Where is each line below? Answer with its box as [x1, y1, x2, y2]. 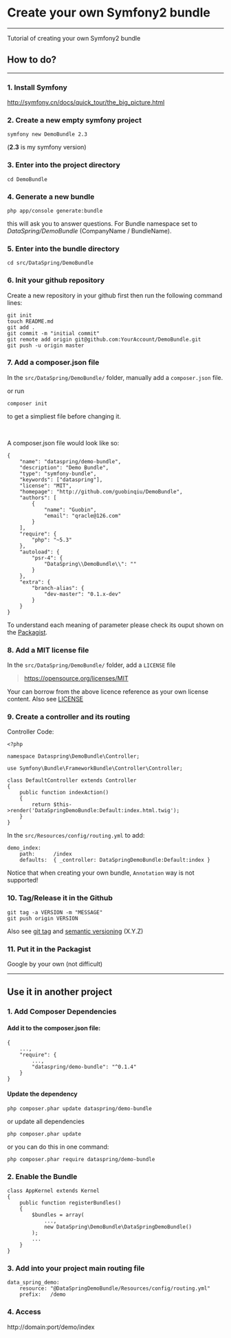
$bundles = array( [32, 1211, 85, 1219]
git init [7, 312, 32, 319]
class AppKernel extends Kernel [7, 1187, 100, 1195]
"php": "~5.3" [32, 536, 72, 543]
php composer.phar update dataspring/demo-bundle [7, 1105, 153, 1112]
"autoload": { [19, 549, 60, 555]
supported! [7, 876, 38, 884]
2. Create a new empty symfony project [7, 115, 142, 125]
